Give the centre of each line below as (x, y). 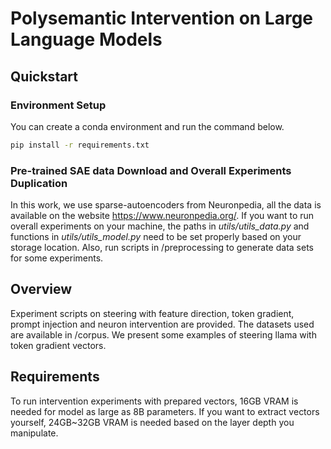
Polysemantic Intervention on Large (162, 18)
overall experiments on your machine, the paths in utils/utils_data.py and (160, 226)
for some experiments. (57, 258)
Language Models (86, 39)
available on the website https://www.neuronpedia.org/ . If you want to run (162, 216)
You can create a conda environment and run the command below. (147, 126)
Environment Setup (58, 105)
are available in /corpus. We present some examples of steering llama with (163, 334)
